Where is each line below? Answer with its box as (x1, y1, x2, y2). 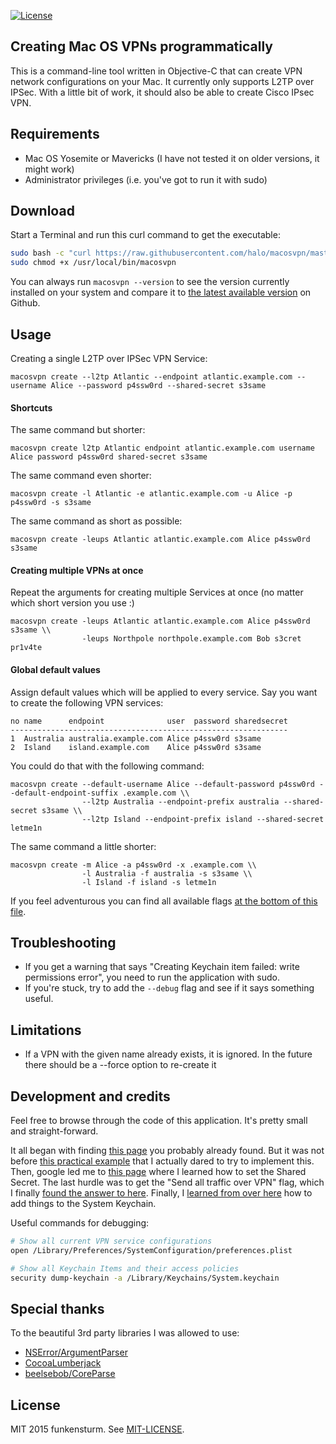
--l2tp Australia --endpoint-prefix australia (81, 796, 280, 807)
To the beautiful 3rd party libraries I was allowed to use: (10, 1327, 240, 1339)
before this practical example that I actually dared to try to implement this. (10, 1155, 315, 1167)
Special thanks (10, 1300, 105, 1317)
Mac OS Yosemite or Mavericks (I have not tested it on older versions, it (24, 152, 320, 164)
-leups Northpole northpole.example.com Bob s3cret (81, 634, 302, 644)
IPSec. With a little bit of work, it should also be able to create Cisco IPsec (10, 86, 315, 98)
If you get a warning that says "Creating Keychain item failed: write (24, 961, 300, 973)
